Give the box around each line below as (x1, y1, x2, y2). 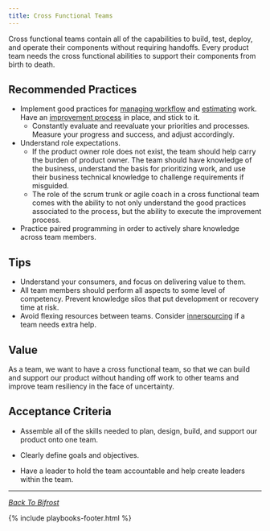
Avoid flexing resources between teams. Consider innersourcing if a (19, 311, 245, 321)
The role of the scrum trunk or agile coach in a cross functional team (31, 190, 260, 200)
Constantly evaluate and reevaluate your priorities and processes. (31, 121, 251, 131)
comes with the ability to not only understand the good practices (31, 198, 247, 208)
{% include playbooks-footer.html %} (8, 512, 132, 523)
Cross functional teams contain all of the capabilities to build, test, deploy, (8, 34, 253, 43)
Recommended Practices (8, 83, 137, 97)
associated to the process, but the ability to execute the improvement (31, 207, 262, 216)
